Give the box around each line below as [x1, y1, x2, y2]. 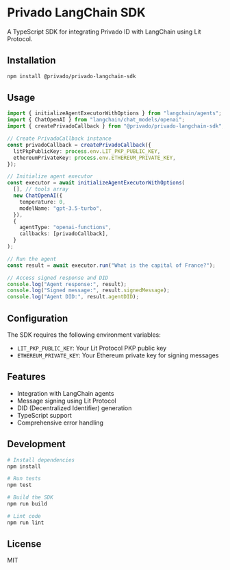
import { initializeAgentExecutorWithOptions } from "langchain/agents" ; [7, 110, 222, 117]
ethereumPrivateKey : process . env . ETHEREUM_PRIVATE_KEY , [13, 154, 176, 161]
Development [7, 438, 66, 450]
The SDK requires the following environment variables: [7, 331, 161, 339]
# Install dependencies [7, 456, 75, 464]
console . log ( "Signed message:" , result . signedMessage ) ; [7, 287, 170, 294]
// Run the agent [7, 255, 57, 262]
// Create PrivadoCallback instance [7, 135, 112, 142]
